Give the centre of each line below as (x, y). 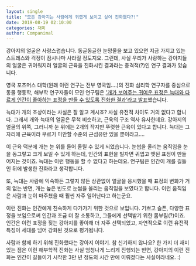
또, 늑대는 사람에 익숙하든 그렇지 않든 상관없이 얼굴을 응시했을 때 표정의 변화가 (95, 181)
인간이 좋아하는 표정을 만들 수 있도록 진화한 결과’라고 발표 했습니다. (92, 100)
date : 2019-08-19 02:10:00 (39, 22)
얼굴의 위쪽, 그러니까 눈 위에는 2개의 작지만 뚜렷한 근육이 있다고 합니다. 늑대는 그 (98, 127)
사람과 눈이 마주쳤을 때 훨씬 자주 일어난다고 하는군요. (72, 196)
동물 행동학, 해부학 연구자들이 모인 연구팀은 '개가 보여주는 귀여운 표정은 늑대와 (95, 93)
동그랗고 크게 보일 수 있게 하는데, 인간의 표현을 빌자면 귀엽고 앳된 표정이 (94, 154)
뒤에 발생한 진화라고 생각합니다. (48, 169)
